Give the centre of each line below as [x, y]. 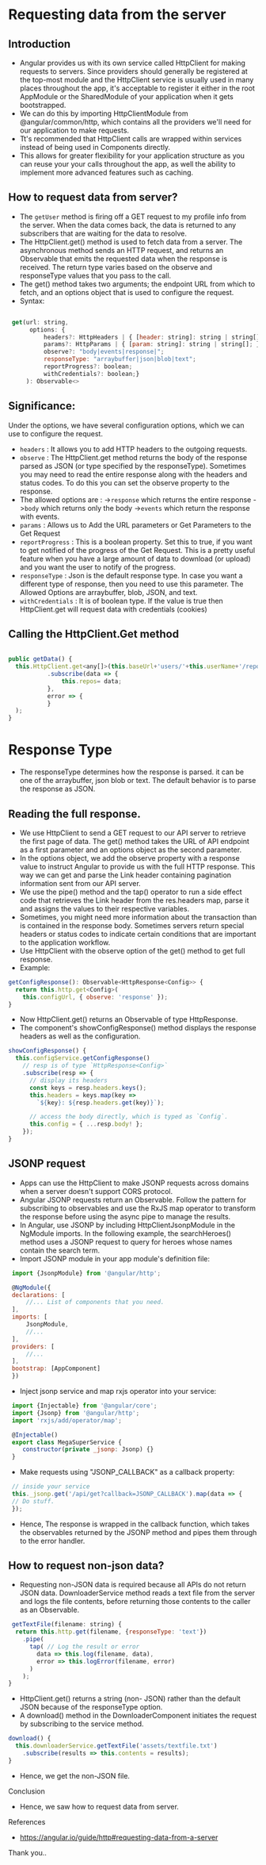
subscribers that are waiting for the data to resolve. [103, 233]
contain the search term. [60, 1250]
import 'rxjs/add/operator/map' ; [67, 1420]
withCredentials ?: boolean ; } [91, 374]
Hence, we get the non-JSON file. [75, 1775]
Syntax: [32, 301]
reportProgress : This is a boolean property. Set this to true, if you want [136, 542]
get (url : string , [40, 322]
